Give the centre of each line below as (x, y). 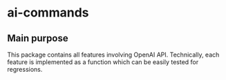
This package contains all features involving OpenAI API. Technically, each (113, 54)
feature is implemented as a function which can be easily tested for (103, 62)
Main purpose (38, 38)
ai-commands (48, 13)
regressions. (25, 69)
